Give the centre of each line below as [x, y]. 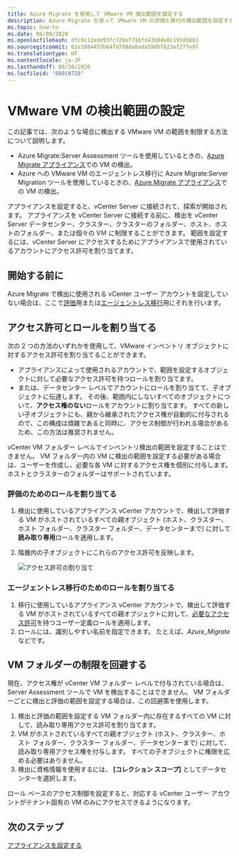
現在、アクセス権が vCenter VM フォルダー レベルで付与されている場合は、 [118, 683]
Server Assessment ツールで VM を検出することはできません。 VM [106, 692]
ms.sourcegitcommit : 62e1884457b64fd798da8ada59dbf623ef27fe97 [103, 47]
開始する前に [36, 275]
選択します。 [61, 779]
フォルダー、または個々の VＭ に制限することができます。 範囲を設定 [121, 233]
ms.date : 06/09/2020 [38, 34]
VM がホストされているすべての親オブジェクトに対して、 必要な [118, 614]
